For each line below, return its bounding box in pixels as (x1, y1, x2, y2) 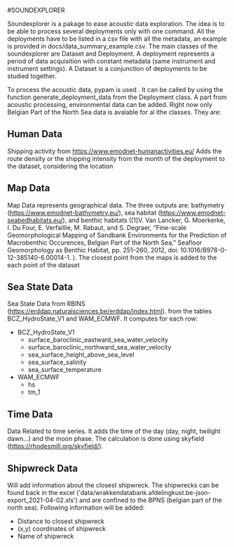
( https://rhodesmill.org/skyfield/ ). (7, 442, 104, 451)
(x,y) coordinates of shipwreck (17, 525, 106, 533)
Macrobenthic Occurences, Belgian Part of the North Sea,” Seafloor (7, 238, 202, 247)
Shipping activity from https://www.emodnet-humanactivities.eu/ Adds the (7, 147, 222, 155)
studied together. (7, 72, 57, 80)
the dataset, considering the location (7, 162, 113, 170)
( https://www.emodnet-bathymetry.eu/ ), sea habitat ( (7, 208, 161, 217)
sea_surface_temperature (27, 366, 102, 374)
